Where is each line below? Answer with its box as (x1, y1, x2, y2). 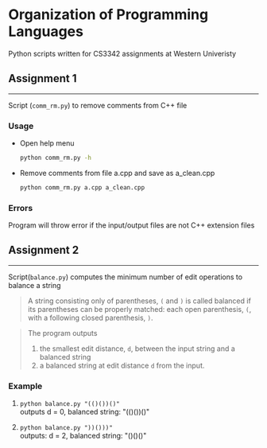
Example (8, 380, 43, 392)
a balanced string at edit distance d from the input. (39, 360, 205, 370)
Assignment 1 (8, 72, 77, 85)
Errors (8, 202, 33, 213)
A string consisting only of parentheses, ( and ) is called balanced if (27, 296, 252, 306)
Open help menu (19, 138, 75, 148)
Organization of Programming (8, 6, 209, 24)
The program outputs (27, 328, 98, 337)
